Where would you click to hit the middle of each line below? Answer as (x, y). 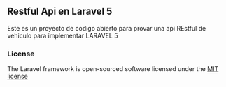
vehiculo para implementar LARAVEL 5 (63, 35)
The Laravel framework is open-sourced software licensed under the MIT (113, 69)
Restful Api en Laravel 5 (60, 11)
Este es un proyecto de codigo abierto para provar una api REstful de (107, 28)
